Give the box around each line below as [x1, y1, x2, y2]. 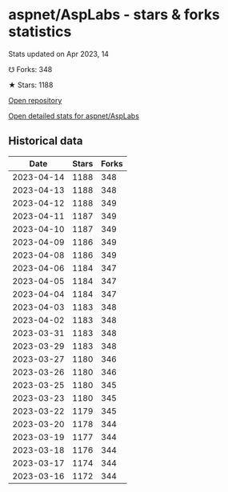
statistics [8, 22, 72, 41]
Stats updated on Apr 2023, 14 [8, 49, 110, 58]
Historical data [8, 134, 83, 148]
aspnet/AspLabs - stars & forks [8, 6, 220, 24]
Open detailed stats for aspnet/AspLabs [8, 110, 140, 121]
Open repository [8, 95, 62, 105]
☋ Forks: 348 [8, 64, 53, 74]
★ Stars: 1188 [8, 80, 54, 90]
